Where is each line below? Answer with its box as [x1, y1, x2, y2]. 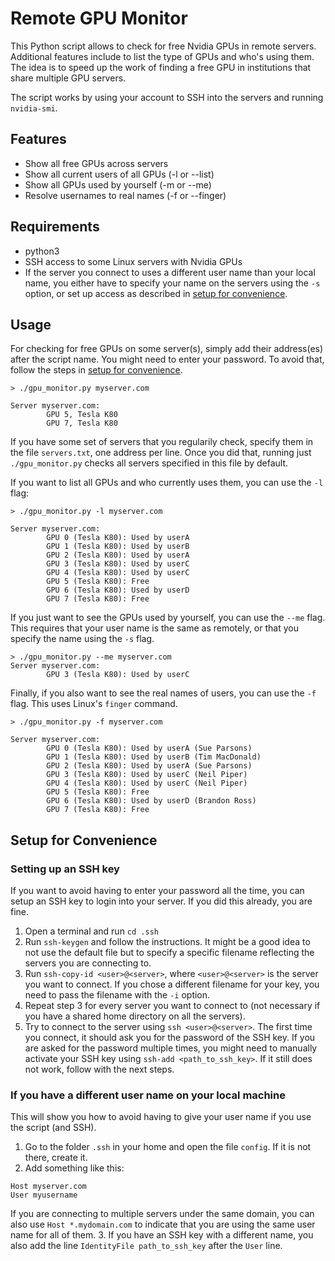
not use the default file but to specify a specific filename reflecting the [24, 947, 315, 959]
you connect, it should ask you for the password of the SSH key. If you [24, 1032, 316, 1044]
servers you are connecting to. [24, 957, 152, 969]
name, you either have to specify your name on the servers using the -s [24, 277, 321, 289]
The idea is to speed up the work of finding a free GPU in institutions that [10, 61, 312, 73]
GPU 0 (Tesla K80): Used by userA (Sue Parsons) [46, 743, 253, 754]
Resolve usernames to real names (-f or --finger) [24, 189, 227, 201]
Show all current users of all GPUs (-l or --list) [24, 168, 215, 180]
